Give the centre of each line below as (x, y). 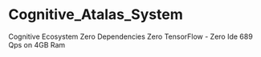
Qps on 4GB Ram (37, 44)
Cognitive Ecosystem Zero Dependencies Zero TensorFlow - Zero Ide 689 (130, 36)
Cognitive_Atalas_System (96, 15)
